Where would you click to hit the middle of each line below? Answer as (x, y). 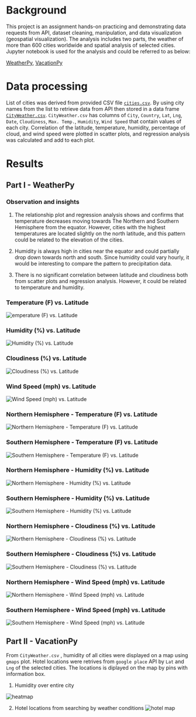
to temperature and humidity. (49, 287)
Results (25, 164)
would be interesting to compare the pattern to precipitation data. (93, 263)
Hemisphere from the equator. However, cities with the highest (90, 227)
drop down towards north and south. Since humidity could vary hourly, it (102, 257)
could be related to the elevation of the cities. (69, 239)
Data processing (47, 86)
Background (36, 10)
